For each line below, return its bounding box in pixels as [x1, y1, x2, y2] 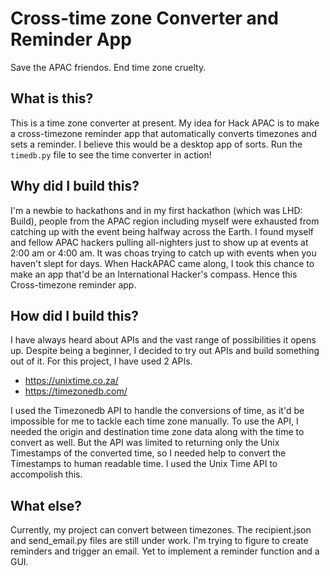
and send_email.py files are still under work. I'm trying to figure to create [10, 535, 309, 547]
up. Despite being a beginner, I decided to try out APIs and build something [10, 345, 320, 357]
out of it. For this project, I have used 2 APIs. [10, 355, 193, 367]
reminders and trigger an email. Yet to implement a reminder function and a [10, 545, 320, 557]
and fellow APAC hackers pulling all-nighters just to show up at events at [10, 236, 309, 248]
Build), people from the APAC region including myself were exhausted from [10, 215, 320, 227]
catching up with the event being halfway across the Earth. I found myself [10, 225, 315, 237]
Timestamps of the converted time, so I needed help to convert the [10, 447, 287, 459]
